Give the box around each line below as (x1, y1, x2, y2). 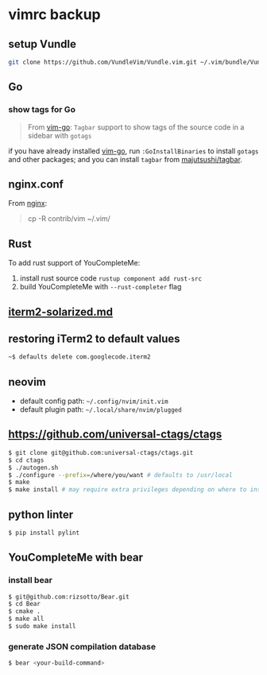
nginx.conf (8, 177, 64, 191)
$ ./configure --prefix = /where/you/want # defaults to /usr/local (8, 471, 233, 479)
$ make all (8, 615, 44, 623)
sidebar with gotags (27, 130, 92, 140)
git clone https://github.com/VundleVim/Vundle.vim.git (8, 58, 197, 66)
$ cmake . (8, 607, 41, 615)
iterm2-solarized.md (8, 305, 114, 319)
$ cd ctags (8, 456, 44, 464)
